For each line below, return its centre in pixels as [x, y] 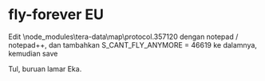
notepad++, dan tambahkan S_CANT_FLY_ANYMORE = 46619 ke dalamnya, [133, 44]
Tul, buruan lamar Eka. [45, 68]
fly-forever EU [56, 15]
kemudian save [33, 53]
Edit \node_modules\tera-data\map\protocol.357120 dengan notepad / [123, 37]
